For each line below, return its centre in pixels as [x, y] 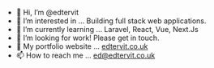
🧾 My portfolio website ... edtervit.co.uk [82, 46]
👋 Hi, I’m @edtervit [47, 12]
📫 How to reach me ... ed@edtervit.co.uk [86, 55]
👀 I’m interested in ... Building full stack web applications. [111, 21]
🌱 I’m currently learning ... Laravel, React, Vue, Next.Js [107, 29]
